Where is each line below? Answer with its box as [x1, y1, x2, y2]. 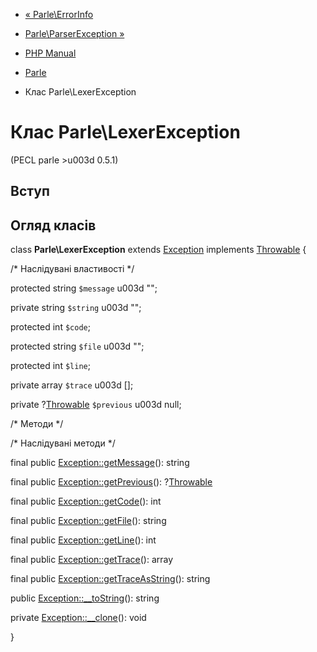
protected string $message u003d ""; [10, 282, 158, 294]
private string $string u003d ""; [10, 302, 142, 314]
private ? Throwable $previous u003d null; [10, 399, 182, 411]
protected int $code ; [10, 321, 91, 333]
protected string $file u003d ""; [10, 340, 145, 353]
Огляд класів [10, 217, 97, 234]
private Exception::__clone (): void [10, 612, 147, 624]
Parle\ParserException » [24, 28, 125, 39]
